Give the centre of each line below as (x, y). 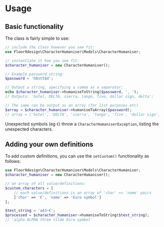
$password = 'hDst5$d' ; (29, 79)
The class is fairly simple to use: (37, 38)
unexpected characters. (29, 129)
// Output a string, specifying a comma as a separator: (64, 88)
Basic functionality (34, 27)
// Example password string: (35, 74)
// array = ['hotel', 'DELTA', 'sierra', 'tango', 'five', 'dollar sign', (83, 114)
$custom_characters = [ (29, 188)
